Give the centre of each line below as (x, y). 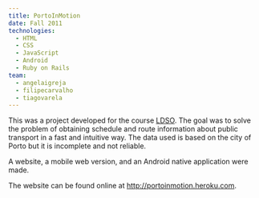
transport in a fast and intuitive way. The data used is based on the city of (130, 138)
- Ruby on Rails (42, 68)
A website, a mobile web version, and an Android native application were (128, 162)
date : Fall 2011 (35, 23)
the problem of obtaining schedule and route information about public (123, 129)
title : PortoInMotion (45, 16)
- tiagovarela (39, 98)
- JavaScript (37, 53)
